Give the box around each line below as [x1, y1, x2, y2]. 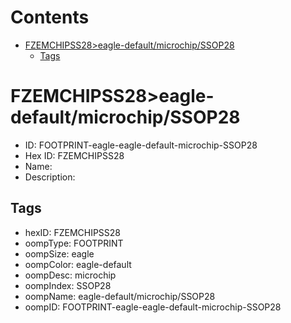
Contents [10, 6, 90, 29]
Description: [24, 171, 76, 183]
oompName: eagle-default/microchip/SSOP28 [24, 290, 216, 302]
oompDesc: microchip [24, 269, 117, 281]
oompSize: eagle [24, 247, 95, 260]
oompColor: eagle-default [24, 258, 132, 270]
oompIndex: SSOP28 [24, 279, 112, 291]
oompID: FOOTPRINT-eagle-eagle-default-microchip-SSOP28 [24, 301, 282, 313]
